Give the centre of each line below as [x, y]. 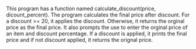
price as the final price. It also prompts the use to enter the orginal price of [97, 27]
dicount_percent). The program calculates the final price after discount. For [98, 15]
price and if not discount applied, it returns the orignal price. [79, 40]
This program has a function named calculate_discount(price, [81, 9]
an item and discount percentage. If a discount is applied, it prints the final [97, 34]
